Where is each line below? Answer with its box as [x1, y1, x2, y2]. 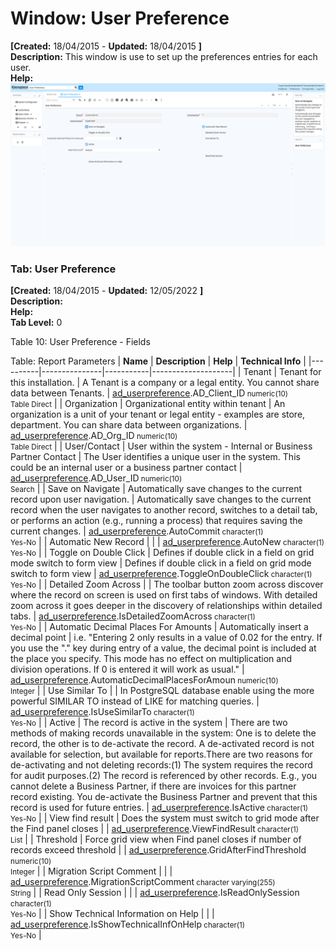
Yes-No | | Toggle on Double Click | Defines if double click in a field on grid [10, 547, 315, 559]
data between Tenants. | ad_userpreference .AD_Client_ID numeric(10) [10, 387, 289, 399]
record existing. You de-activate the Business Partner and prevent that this [10, 791, 318, 803]
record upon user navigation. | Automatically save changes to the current [10, 493, 312, 506]
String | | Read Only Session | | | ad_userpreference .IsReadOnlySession [10, 887, 300, 899]
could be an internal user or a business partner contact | [10, 462, 243, 474]
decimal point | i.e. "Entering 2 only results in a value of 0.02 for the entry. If [10, 632, 323, 644]
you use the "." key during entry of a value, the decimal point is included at [10, 642, 317, 654]
